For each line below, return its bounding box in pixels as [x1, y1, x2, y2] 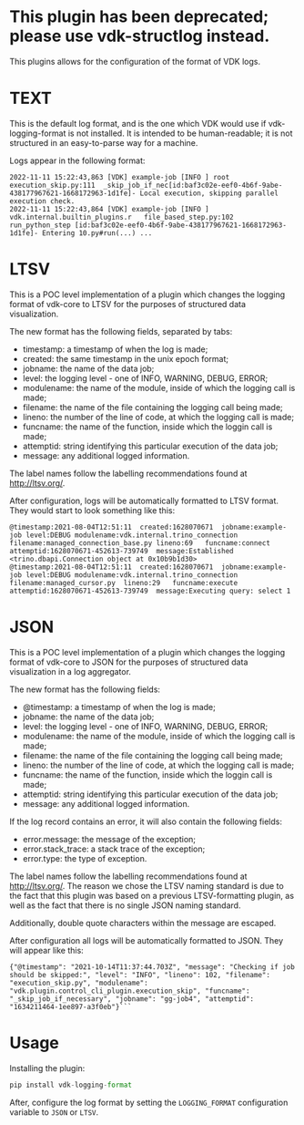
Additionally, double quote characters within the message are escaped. [9, 917, 277, 928]
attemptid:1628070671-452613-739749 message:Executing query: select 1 [9, 586, 291, 595]
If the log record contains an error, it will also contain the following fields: [9, 816, 283, 827]
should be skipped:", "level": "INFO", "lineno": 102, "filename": [9, 970, 271, 979]
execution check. [9, 196, 76, 206]
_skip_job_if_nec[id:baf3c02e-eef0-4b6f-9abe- [103, 181, 283, 190]
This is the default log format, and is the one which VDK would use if [9, 118, 267, 129]
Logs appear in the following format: [9, 155, 146, 166]
